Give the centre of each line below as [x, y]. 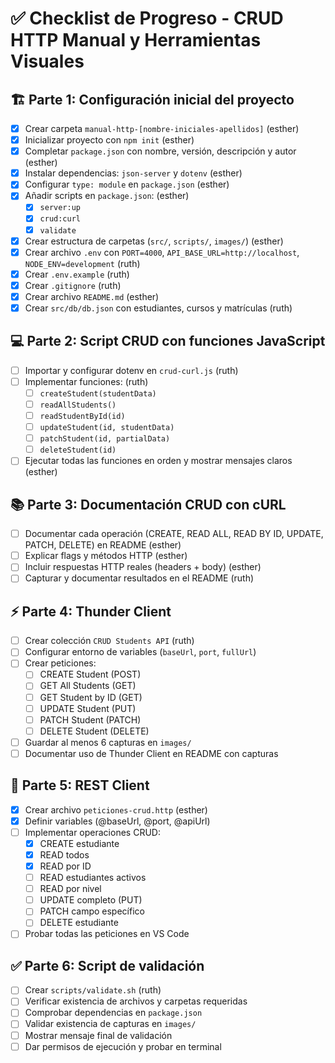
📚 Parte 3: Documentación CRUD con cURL [148, 504]
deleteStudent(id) [78, 450]
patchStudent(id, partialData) [105, 439]
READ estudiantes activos [93, 878]
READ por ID [65, 866]
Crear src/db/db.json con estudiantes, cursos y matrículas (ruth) [158, 308]
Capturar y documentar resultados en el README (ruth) [139, 578]
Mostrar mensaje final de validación [98, 1035]
